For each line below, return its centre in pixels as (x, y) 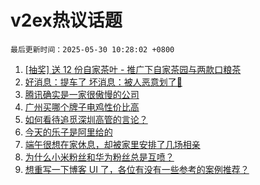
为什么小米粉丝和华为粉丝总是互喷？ (99, 157)
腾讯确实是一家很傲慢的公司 (82, 94)
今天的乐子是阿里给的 (68, 132)
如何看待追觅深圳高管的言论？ (86, 119)
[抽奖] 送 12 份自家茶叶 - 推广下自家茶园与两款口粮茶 (133, 69)
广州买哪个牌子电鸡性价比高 (82, 107)
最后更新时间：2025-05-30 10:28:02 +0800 (92, 49)
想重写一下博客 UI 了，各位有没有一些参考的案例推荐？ (137, 169)
